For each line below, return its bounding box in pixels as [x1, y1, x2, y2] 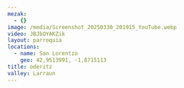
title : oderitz [7, 63, 53, 70]
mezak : [7, 10, 27, 18]
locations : [7, 43, 40, 50]
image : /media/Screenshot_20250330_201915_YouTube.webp [7, 23, 177, 31]
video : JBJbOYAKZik [7, 30, 66, 38]
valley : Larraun [7, 70, 56, 77]
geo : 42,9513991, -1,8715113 [20, 57, 107, 64]
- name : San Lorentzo [14, 50, 78, 57]
